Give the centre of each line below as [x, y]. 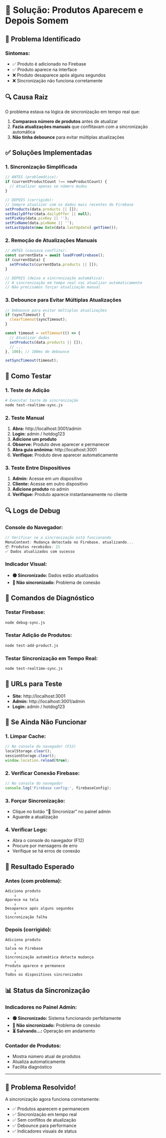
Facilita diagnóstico [32, 1067]
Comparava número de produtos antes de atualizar [65, 121]
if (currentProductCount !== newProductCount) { [56, 182]
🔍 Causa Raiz [27, 97]
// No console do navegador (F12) [41, 747]
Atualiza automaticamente [39, 1062]
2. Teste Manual [25, 418]
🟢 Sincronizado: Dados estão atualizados [55, 575]
